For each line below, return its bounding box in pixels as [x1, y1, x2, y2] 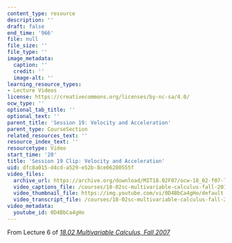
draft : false [7, 23, 45, 30]
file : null [7, 36, 39, 43]
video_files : [7, 171, 45, 177]
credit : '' [13, 68, 45, 75]
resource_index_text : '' [7, 139, 79, 146]
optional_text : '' [7, 113, 60, 119]
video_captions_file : [13, 184, 76, 191]
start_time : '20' [7, 151, 57, 159]
